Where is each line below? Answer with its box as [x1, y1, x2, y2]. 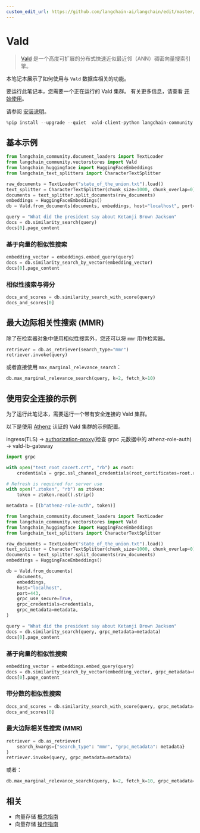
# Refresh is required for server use [6, 481, 102, 487]
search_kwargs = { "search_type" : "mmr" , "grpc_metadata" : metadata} [17, 744, 185, 750]
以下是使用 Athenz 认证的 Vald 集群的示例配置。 [6, 423, 124, 430]
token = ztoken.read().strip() [17, 492, 95, 498]
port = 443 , [17, 590, 42, 596]
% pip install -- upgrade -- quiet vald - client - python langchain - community [6, 120, 193, 126]
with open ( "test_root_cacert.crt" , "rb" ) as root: [6, 464, 135, 470]
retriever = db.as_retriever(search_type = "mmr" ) [6, 347, 129, 352]
